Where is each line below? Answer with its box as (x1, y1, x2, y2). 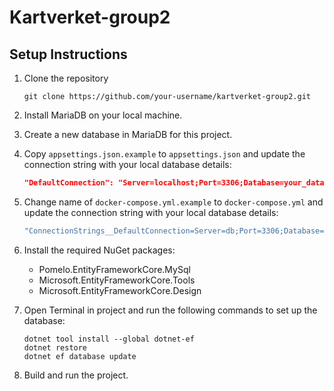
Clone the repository (23, 72, 109, 84)
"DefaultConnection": (23, 178, 114, 188)
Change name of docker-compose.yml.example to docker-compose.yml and (23, 196, 324, 208)
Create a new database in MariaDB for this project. (23, 129, 233, 140)
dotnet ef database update (23, 351, 137, 361)
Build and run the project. (23, 369, 129, 381)
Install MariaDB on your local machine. (23, 109, 183, 121)
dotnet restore (23, 342, 88, 353)
